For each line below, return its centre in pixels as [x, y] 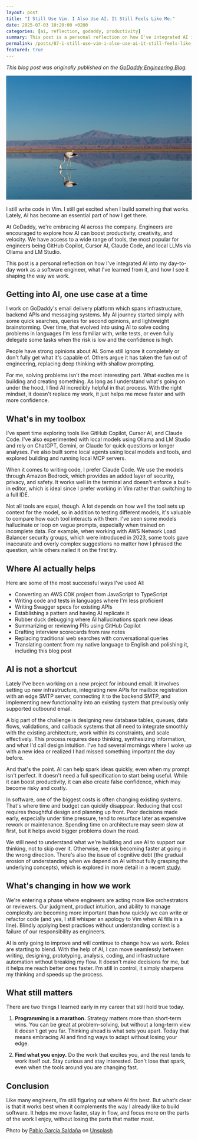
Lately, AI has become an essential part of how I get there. [77, 215]
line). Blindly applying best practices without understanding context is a [93, 925]
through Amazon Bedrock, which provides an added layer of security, [90, 476]
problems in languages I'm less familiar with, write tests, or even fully [90, 334]
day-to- [177, 263]
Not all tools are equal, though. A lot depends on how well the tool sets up [96, 506]
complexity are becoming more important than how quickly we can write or [97, 913]
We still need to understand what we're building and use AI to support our [96, 842]
